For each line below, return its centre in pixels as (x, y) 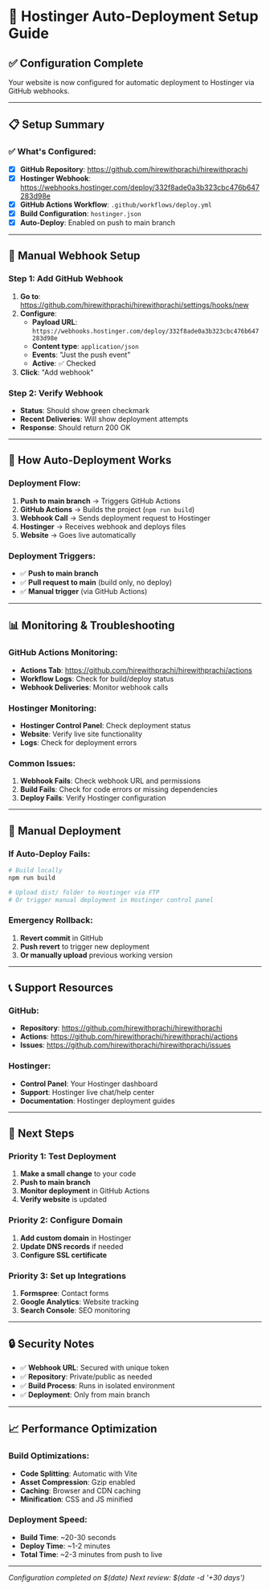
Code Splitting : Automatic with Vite (79, 1473)
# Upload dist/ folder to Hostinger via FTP (84, 892)
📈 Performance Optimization (83, 1429)
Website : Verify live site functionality (81, 734)
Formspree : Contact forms (64, 1293)
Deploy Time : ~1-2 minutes (65, 1546)
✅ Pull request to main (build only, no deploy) (96, 582)
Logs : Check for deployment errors (78, 742)
